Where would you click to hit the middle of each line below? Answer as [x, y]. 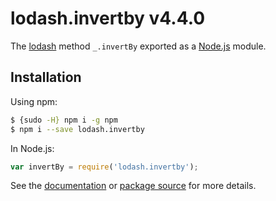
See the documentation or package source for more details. [133, 186]
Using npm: [34, 101]
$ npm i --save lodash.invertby [77, 129]
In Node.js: [32, 148]
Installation [46, 77]
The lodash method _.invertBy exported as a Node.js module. [138, 46]
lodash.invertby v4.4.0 [108, 18]
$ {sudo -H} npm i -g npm [64, 120]
